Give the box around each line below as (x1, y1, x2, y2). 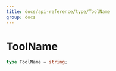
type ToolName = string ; (6, 59, 68, 65)
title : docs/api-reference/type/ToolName (6, 8, 111, 15)
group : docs (6, 14, 36, 20)
